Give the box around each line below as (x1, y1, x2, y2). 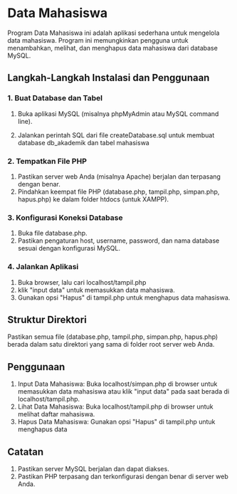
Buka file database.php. (17, 229, 88, 238)
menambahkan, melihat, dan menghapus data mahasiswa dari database (7, 43, 218, 52)
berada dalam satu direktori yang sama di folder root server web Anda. (7, 340, 215, 349)
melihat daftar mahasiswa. (17, 410, 95, 419)
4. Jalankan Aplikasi (7, 262, 79, 272)
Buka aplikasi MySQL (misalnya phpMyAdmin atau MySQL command (17, 109, 219, 118)
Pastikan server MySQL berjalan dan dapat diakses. (17, 464, 169, 473)
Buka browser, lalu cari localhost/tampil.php (17, 278, 147, 286)
